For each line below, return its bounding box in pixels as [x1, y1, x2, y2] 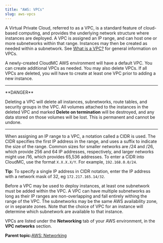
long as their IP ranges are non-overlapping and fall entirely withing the [5, 193, 147, 199]
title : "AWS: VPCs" [5, 7, 45, 12]
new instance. [5, 76, 33, 81]
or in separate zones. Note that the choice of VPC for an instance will [5, 203, 143, 209]
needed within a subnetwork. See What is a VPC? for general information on [5, 46, 157, 51]
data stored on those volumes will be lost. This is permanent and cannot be [5, 114, 155, 120]
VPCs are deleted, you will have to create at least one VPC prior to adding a [5, 70, 156, 76]
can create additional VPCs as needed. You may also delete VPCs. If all [5, 65, 147, 71]
